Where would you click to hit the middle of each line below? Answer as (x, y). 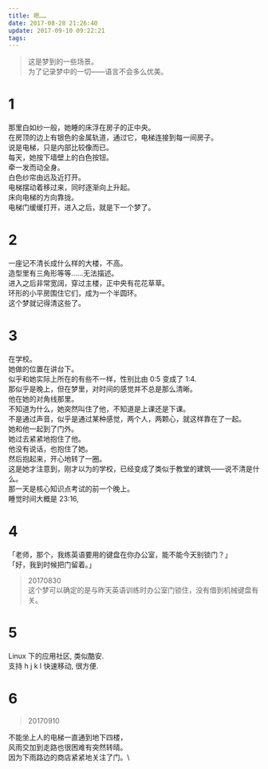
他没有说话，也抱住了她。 (50, 449)
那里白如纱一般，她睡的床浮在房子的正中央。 (82, 128)
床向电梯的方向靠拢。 (43, 197)
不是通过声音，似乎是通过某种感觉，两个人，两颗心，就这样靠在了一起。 (127, 419)
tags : (17, 38)
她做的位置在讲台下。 (43, 369)
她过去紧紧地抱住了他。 (47, 439)
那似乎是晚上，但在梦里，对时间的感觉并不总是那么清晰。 (102, 389)
